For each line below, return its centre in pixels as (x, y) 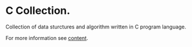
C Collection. (38, 11)
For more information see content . (47, 38)
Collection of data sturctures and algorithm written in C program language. (96, 27)
